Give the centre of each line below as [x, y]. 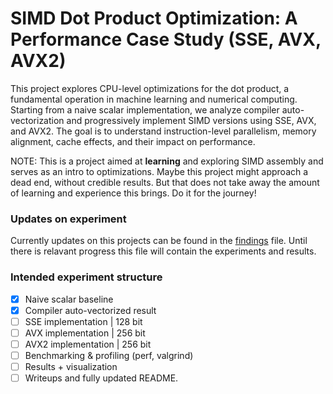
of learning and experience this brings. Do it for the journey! [133, 193]
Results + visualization [71, 366]
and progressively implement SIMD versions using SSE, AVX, [191, 120]
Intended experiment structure [86, 277]
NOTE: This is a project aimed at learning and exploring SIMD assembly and [167, 161]
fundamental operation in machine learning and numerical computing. [154, 99]
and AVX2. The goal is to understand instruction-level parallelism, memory [163, 131]
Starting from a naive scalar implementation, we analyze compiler [145, 109]
